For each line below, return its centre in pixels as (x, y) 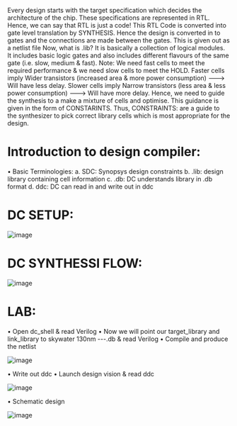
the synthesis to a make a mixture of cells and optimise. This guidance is (113, 101)
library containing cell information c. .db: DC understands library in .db (110, 179)
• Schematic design (36, 401)
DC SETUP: (41, 215)
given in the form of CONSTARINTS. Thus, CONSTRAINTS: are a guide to (114, 108)
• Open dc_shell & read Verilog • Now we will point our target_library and (114, 331)
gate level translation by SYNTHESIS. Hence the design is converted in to (114, 33)
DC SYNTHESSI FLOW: (75, 263)
